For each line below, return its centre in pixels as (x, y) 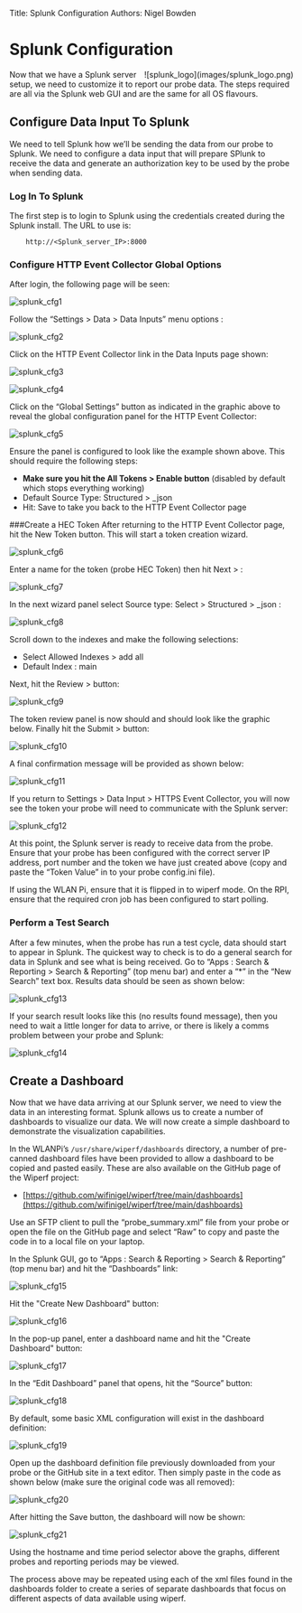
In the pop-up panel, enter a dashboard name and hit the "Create (130, 1339)
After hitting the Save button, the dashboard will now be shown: (128, 1517)
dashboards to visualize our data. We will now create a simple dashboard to (150, 1122)
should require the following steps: (73, 461)
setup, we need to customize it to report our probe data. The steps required (150, 84)
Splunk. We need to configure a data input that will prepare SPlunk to (137, 154)
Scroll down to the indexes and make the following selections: (124, 640)
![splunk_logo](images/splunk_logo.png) (219, 74)
